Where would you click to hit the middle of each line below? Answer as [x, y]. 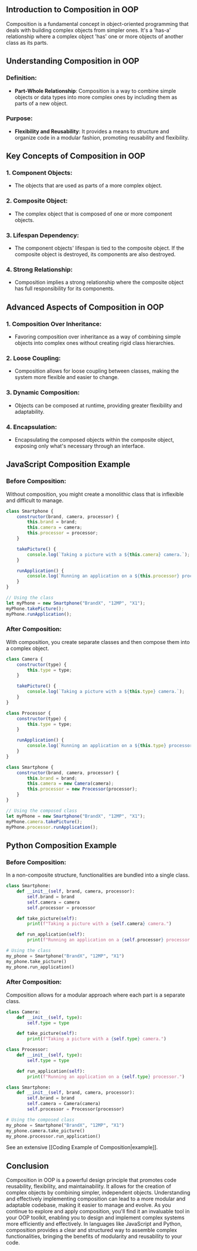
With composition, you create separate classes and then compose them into [98, 642]
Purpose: [20, 118]
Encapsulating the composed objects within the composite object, [94, 439]
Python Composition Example [62, 845]
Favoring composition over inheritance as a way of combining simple [98, 337]
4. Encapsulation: [32, 427]
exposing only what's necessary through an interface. [80, 446]
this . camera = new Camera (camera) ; [71, 784]
